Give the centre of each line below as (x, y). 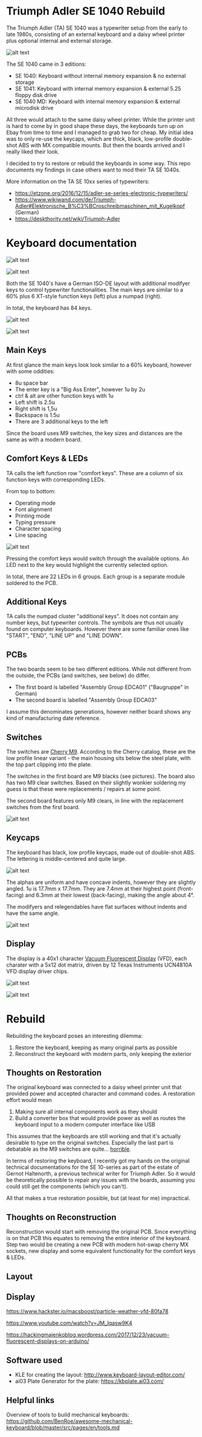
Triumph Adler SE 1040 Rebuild (86, 11)
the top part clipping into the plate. (49, 764)
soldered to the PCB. (32, 583)
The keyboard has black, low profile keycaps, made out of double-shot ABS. (101, 852)
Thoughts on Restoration (54, 1073)
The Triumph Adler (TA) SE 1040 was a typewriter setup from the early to (97, 28)
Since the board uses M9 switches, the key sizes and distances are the (94, 433)
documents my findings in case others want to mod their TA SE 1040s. (93, 170)
